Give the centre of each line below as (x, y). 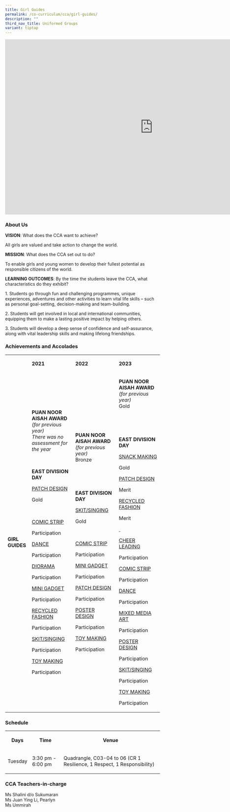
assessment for (50, 443)
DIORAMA (43, 566)
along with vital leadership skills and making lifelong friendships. (70, 334)
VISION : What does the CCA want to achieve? (52, 236)
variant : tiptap (22, 28)
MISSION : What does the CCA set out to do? (50, 255)
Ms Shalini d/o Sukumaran (32, 795)
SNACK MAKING (138, 456)
